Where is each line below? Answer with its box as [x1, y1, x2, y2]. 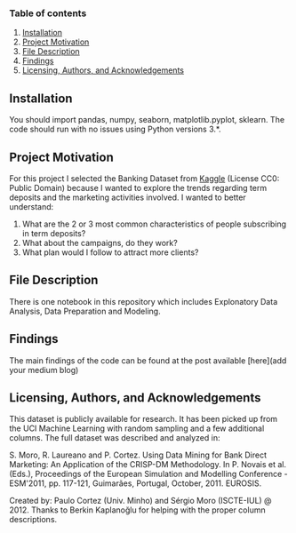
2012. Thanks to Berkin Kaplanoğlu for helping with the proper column [9, 505, 266, 515]
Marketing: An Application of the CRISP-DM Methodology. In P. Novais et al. [9, 459, 287, 470]
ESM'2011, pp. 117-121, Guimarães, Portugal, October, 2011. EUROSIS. [9, 478, 262, 489]
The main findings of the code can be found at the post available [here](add [9, 354, 287, 366]
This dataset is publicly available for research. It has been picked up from [9, 414, 278, 425]
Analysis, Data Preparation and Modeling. [9, 306, 162, 316]
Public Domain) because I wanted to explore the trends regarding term [9, 182, 268, 193]
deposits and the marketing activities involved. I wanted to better [9, 192, 246, 203]
